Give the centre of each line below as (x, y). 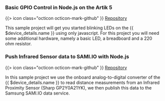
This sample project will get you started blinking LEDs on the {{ (69, 28)
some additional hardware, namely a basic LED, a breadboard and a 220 (79, 38)
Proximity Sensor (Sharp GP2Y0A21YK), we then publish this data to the (79, 88)
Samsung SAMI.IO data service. (38, 93)
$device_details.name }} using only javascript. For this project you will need (82, 33)
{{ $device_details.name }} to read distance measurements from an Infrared (82, 82)
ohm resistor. (19, 44)
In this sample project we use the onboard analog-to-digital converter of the (83, 77)
